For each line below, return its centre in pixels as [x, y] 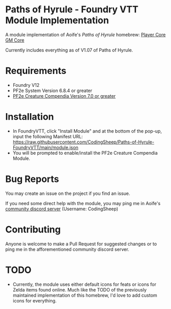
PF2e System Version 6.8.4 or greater [52, 90]
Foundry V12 [26, 85]
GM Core [15, 40]
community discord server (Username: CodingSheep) [62, 209]
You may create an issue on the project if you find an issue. [68, 193]
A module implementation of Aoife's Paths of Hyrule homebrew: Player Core [85, 34]
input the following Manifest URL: [48, 136]
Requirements [36, 71]
